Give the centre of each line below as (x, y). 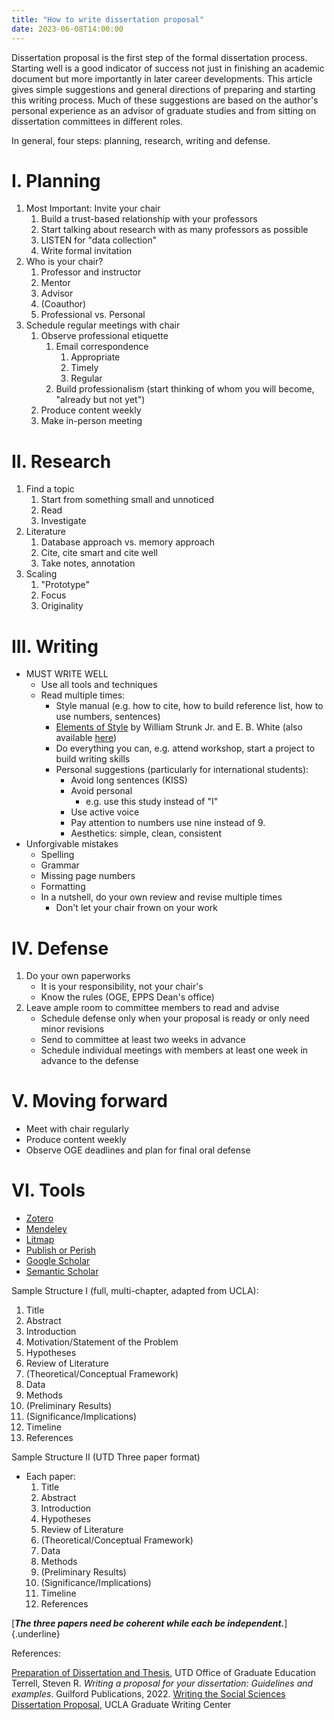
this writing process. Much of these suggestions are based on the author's (165, 100)
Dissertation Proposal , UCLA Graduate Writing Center (121, 1705)
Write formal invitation (86, 251)
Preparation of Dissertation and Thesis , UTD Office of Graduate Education (163, 1673)
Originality (62, 606)
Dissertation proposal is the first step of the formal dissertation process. (159, 57)
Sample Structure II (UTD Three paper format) (106, 1457)
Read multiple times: (83, 695)
